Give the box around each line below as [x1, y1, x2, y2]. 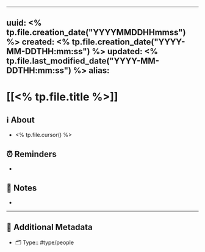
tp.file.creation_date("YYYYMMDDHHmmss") [6, 27, 186, 38]
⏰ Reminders [6, 149, 57, 159]
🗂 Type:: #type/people [15, 239, 74, 246]
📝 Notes [6, 183, 37, 193]
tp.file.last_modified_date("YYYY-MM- [6, 56, 160, 66]
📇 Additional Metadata [6, 222, 93, 233]
